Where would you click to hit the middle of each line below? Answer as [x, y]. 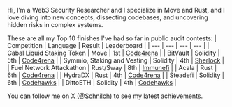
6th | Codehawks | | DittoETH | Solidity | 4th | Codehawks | [92, 82]
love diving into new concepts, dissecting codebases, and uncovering [108, 17]
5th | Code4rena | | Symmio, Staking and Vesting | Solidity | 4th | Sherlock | [116, 60]
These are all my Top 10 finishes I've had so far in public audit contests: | [112, 38]
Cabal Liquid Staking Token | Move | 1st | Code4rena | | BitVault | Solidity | [114, 53]
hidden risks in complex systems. [55, 25]
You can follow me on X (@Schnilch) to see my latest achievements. [105, 96]
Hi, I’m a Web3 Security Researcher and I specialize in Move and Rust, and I [116, 10]
